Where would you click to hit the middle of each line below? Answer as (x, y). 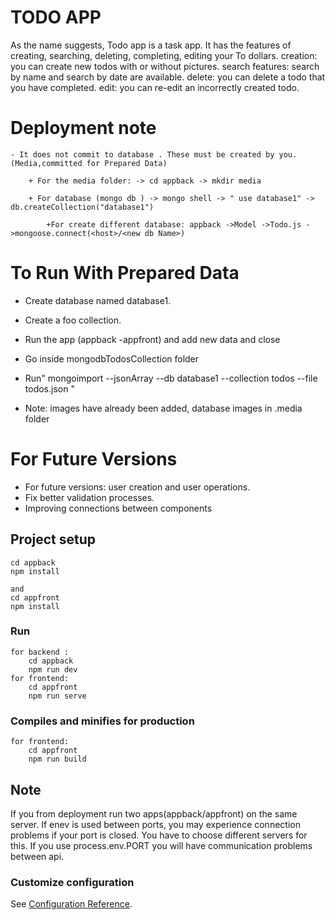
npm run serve (57, 696)
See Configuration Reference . (71, 904)
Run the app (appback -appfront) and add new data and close (152, 339)
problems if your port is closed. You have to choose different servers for (159, 835)
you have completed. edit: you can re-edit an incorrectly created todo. (155, 87)
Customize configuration (72, 882)
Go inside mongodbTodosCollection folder (112, 358)
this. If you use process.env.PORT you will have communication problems (161, 845)
